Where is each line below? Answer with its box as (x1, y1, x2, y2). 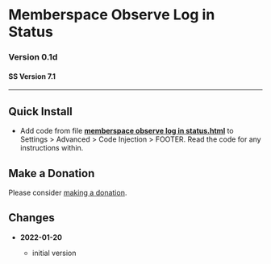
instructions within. (19, 143, 84, 153)
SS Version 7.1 (8, 71, 56, 81)
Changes (8, 211, 55, 225)
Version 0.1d (8, 52, 58, 63)
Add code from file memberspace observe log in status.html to (19, 126, 234, 136)
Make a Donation (8, 167, 95, 180)
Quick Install (8, 105, 73, 118)
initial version (31, 248, 77, 258)
